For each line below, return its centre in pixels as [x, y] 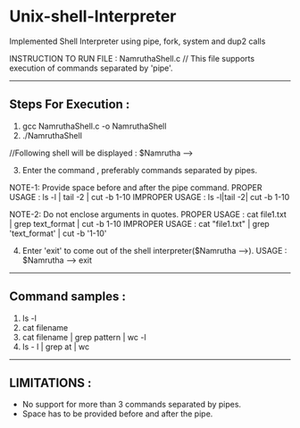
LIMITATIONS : [50, 383]
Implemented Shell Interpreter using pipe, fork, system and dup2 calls [137, 41]
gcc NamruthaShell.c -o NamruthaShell [94, 126]
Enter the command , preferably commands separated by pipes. [140, 170]
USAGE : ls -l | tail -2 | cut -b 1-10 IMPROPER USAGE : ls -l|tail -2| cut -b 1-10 [150, 197]
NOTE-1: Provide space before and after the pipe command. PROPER [136, 187]
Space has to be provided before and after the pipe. [117, 414]
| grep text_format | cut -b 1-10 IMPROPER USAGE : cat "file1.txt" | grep [139, 223]
